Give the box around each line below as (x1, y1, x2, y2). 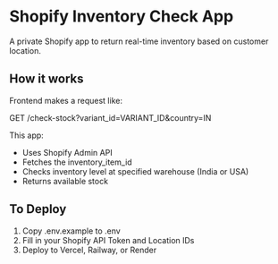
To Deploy (9, 201, 67, 217)
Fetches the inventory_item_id (21, 157, 132, 167)
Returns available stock (21, 175, 109, 186)
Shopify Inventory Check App (9, 6, 234, 27)
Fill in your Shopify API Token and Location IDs (21, 234, 195, 245)
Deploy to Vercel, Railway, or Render (21, 244, 157, 255)
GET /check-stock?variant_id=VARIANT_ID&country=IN (9, 112, 212, 123)
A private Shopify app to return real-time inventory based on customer (9, 36, 269, 47)
